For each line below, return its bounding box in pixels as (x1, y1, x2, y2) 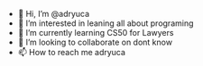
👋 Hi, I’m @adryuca (17, 9, 90, 19)
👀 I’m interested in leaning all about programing (17, 18, 194, 29)
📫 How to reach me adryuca (17, 47, 126, 57)
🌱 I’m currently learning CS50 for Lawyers (17, 28, 174, 37)
